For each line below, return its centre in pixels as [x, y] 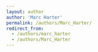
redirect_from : [25, 28]
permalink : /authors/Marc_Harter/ [49, 23]
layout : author [25, 12]
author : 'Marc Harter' [34, 17]
